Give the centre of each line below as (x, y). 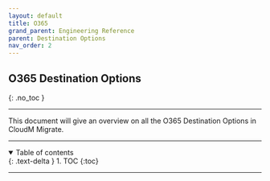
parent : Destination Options (57, 38)
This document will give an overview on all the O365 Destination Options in (133, 121)
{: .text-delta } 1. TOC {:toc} (53, 161)
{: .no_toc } (27, 97)
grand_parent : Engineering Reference (72, 31)
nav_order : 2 (30, 46)
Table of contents (45, 152)
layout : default (35, 16)
